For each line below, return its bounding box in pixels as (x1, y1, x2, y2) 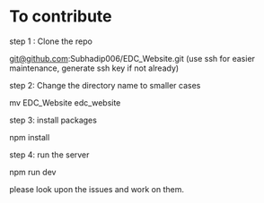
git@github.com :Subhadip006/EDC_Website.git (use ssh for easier (9, 53, 256, 63)
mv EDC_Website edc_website (9, 97, 121, 108)
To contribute (9, 6, 112, 27)
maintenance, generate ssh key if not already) (9, 63, 180, 73)
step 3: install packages (9, 114, 97, 125)
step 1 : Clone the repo (9, 36, 92, 47)
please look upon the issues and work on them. (9, 183, 185, 194)
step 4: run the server (9, 149, 90, 160)
